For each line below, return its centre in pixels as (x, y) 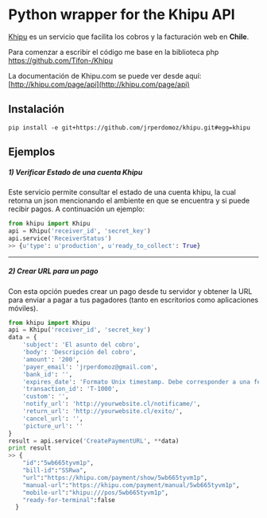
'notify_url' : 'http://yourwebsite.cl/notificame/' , (112, 404)
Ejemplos (32, 152)
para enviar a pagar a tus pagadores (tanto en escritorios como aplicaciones (133, 300)
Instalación (37, 109)
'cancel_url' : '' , (53, 419)
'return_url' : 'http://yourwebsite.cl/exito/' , (103, 412)
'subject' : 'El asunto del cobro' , (81, 345)
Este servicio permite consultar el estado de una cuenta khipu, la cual (122, 192)
